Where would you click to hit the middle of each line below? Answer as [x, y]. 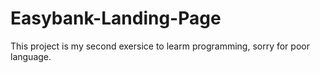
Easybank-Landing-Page [116, 18]
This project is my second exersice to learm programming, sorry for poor [160, 46]
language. [31, 56]
